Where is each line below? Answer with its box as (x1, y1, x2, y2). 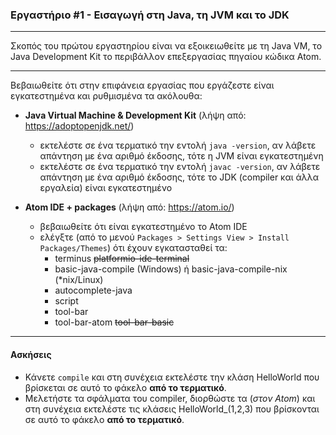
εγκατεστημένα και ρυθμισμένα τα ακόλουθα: (10, 90, 203, 102)
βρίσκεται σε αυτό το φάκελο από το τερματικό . (24, 381, 227, 393)
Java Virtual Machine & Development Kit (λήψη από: (24, 109, 247, 122)
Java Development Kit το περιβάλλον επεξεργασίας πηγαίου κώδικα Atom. (10, 51, 322, 63)
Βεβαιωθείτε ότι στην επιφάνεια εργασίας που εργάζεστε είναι (10, 79, 275, 92)
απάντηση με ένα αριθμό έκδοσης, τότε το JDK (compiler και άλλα (39, 171, 320, 183)
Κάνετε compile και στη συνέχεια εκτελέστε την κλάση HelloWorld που (24, 371, 320, 383)
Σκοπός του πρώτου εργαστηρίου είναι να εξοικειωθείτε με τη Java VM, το (10, 40, 323, 52)
